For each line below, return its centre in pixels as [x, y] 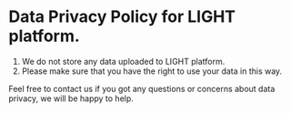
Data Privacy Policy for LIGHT [122, 17]
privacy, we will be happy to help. [71, 98]
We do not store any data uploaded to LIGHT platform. [123, 61]
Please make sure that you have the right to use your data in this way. [152, 71]
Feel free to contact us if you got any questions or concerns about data [142, 88]
